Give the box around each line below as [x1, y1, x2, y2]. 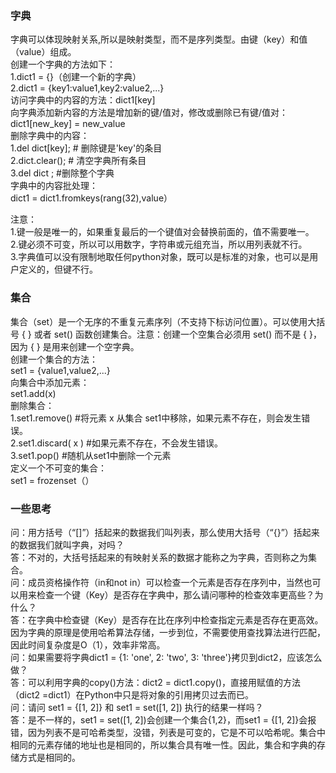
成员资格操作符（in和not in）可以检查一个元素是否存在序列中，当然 [27, 576, 304, 588]
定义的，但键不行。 [18, 263, 98, 276]
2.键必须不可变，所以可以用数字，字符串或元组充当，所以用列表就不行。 [10, 238, 308, 251]
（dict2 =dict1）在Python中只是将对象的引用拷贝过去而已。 [10, 688, 255, 701]
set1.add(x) [10, 387, 57, 399]
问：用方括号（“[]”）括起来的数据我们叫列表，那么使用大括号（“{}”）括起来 [10, 526, 320, 538]
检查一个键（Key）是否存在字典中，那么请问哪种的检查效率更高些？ [36, 588, 315, 601]
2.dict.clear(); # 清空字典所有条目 [10, 155, 147, 167]
